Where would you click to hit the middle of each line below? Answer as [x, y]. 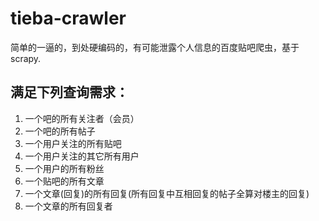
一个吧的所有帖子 [60, 131]
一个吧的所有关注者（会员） [82, 118]
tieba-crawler [68, 18]
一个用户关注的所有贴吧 [73, 143]
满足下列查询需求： [69, 92]
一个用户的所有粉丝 [64, 168]
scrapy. [26, 58]
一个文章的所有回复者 [68, 206]
